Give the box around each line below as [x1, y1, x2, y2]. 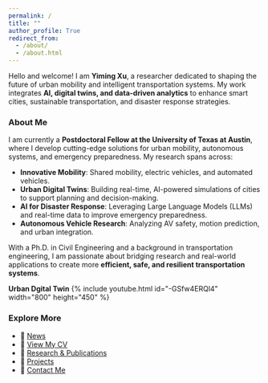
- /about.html [15, 49, 63, 57]
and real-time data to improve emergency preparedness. [19, 210, 208, 220]
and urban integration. [19, 227, 94, 237]
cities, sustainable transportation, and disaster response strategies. [8, 97, 231, 106]
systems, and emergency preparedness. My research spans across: [8, 152, 233, 161]
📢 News [19, 331, 47, 340]
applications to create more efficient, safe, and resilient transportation [8, 260, 246, 270]
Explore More [8, 312, 62, 324]
